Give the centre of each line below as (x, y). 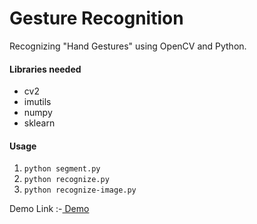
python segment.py (62, 169)
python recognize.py (66, 180)
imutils (37, 102)
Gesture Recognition (96, 18)
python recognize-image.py (80, 190)
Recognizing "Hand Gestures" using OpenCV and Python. (128, 46)
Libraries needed (45, 69)
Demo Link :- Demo (49, 209)
